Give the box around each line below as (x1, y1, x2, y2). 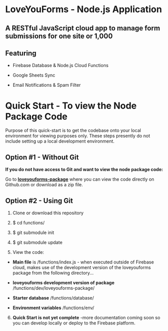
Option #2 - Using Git (5, 196, 73, 205)
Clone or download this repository (12, 210, 84, 216)
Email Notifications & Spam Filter (12, 82, 81, 88)
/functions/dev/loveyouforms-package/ (12, 285, 95, 291)
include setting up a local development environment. (5, 138, 115, 144)
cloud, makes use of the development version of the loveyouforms (12, 264, 151, 270)
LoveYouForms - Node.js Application (5, 4, 162, 15)
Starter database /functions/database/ (12, 294, 95, 301)
